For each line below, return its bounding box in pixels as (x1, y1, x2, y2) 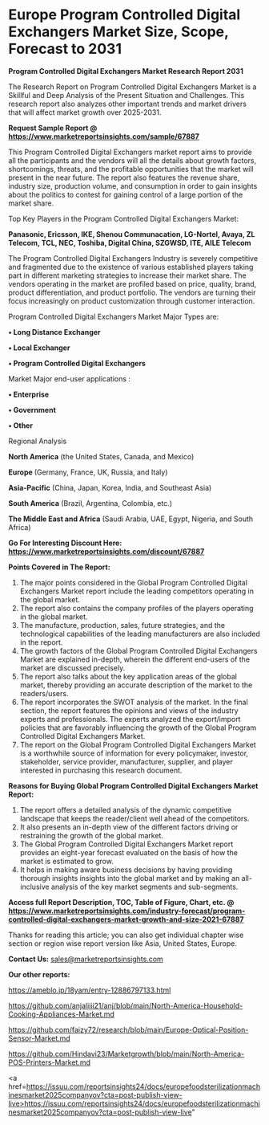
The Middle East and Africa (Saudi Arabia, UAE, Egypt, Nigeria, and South (8, 514, 254, 524)
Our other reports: (8, 969, 70, 979)
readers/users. (19, 688, 69, 698)
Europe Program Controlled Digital (8, 6, 241, 24)
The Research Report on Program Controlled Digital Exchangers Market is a (8, 82, 257, 92)
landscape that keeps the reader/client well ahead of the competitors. (19, 813, 250, 823)
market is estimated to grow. (19, 856, 114, 866)
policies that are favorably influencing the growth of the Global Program (19, 723, 257, 732)
